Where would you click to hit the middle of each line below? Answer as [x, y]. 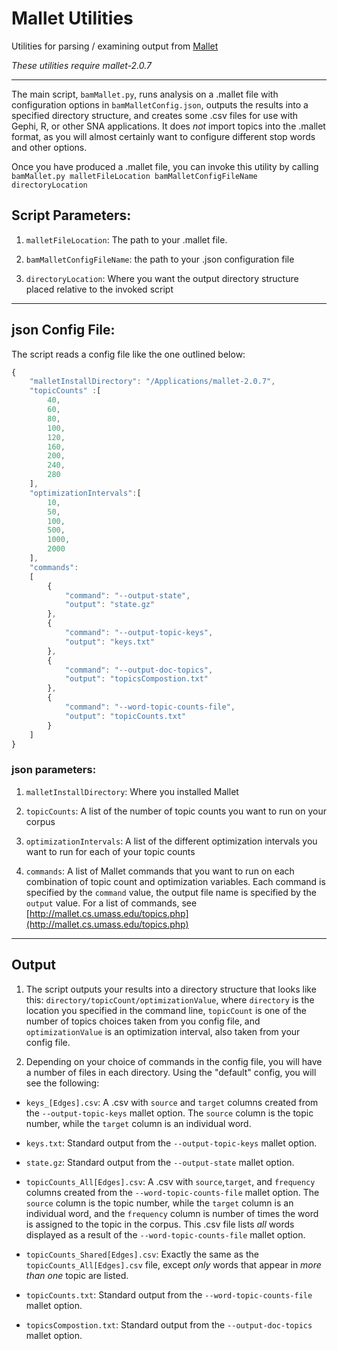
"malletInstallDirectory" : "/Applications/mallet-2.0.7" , [152, 382]
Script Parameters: [71, 215]
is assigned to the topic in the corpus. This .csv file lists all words [160, 1224]
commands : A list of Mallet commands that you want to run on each [160, 871]
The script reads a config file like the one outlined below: [128, 354]
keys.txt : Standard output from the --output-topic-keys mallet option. [171, 1143]
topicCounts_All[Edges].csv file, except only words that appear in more [173, 1264]
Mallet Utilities [72, 18]
